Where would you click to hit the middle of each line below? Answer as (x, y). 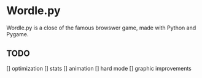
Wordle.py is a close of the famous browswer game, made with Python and (101, 28)
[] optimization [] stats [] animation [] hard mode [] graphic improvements (99, 68)
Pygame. (17, 34)
